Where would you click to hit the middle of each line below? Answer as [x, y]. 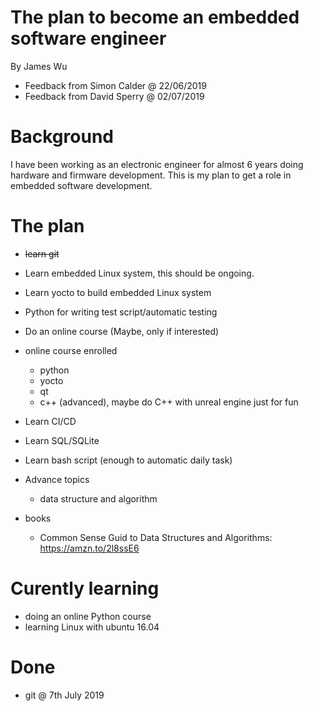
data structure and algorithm [98, 498]
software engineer [88, 38]
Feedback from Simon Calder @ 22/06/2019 [115, 85]
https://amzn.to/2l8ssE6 [89, 548]
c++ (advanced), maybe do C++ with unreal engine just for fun [169, 402]
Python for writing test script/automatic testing [121, 312]
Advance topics [57, 479]
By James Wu [39, 66]
